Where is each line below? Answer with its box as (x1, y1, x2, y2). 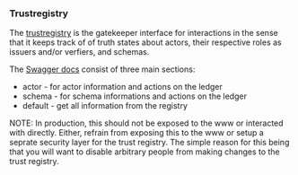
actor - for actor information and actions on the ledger (22, 82, 223, 92)
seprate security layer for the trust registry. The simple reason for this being (9, 137, 290, 148)
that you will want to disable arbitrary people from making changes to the (9, 146, 280, 157)
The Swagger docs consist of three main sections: (9, 64, 196, 74)
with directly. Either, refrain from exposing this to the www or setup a (9, 127, 265, 138)
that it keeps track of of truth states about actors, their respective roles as (9, 37, 282, 48)
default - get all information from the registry (22, 101, 188, 111)
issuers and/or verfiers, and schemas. (9, 47, 150, 57)
